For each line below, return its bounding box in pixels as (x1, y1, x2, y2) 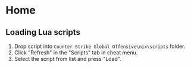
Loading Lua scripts (5, 27, 81, 37)
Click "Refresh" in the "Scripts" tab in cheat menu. (14, 49, 138, 56)
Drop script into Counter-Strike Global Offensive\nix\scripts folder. (14, 43, 186, 50)
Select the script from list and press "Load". (14, 56, 121, 62)
